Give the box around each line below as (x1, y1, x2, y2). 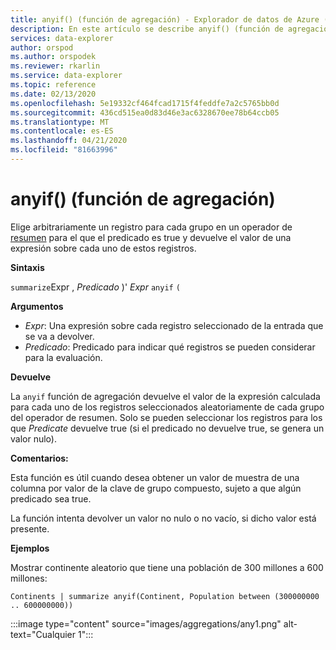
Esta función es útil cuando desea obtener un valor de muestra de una (10, 471, 300, 483)
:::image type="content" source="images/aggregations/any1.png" (10, 617, 282, 630)
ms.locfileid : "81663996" (10, 145, 118, 155)
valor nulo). (10, 432, 57, 445)
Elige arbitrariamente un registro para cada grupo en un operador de (10, 221, 293, 233)
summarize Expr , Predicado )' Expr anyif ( (10, 281, 181, 293)
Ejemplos (10, 542, 50, 554)
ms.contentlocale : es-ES (10, 126, 114, 136)
